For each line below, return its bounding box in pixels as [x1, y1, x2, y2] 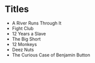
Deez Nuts [12, 46, 34, 52]
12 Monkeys [12, 41, 37, 47]
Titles [5, 3, 29, 15]
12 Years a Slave [12, 30, 46, 36]
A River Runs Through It [12, 20, 62, 26]
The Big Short [12, 36, 41, 42]
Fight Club [12, 25, 34, 31]
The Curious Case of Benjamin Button [12, 51, 90, 58]
